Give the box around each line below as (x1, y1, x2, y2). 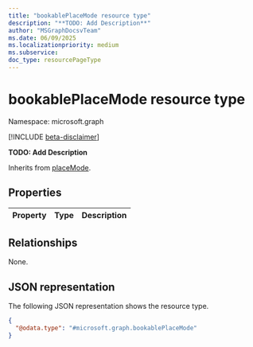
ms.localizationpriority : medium (8, 41, 119, 49)
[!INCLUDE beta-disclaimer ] (8, 132, 99, 142)
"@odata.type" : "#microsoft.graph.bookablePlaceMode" (15, 324, 197, 333)
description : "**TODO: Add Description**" (8, 19, 151, 27)
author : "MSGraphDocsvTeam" (8, 26, 102, 34)
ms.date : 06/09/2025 (8, 33, 77, 42)
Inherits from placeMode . (8, 162, 91, 172)
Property (12, 209, 47, 220)
